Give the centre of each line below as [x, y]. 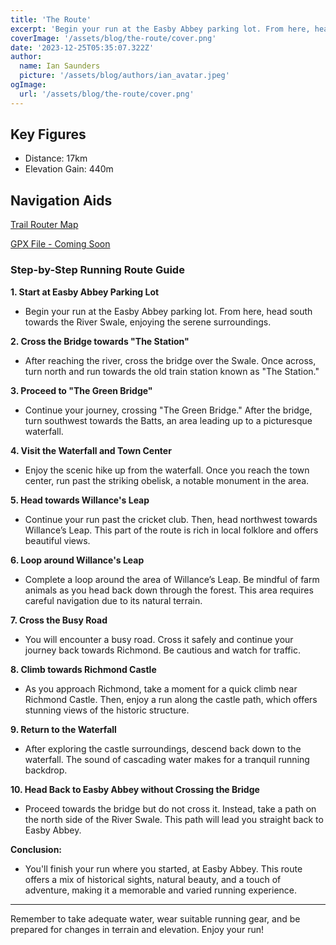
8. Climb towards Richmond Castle [83, 669]
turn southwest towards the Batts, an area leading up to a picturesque [168, 420]
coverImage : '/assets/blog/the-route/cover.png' [113, 38]
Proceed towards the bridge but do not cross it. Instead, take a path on [170, 808]
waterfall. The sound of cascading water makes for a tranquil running [167, 759]
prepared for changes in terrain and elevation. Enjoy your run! [137, 929]
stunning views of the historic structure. [107, 710]
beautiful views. [57, 540]
